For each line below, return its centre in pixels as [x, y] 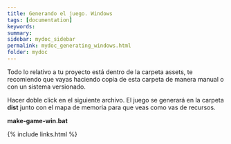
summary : [20, 33]
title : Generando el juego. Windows [60, 13]
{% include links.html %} [42, 134]
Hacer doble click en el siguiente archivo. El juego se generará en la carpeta [116, 100]
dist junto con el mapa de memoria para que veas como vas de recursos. [111, 107]
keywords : [21, 26]
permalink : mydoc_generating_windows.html [69, 46]
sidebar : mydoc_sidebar [41, 39]
